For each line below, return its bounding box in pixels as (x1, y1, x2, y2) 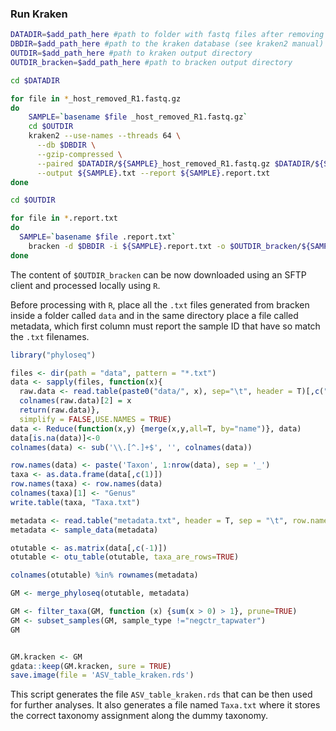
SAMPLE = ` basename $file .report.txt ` (19, 232, 177, 242)
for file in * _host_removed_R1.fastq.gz (10, 93, 182, 104)
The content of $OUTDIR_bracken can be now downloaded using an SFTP (10, 268, 307, 281)
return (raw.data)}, (19, 405, 101, 416)
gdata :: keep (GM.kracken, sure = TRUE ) (10, 661, 172, 671)
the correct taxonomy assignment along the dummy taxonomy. (10, 710, 269, 722)
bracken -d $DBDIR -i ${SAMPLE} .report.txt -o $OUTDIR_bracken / (28, 241, 302, 251)
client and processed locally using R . (10, 279, 161, 291)
